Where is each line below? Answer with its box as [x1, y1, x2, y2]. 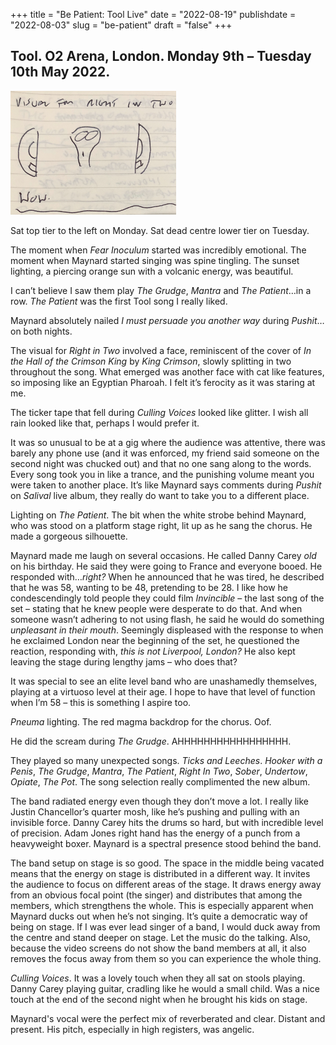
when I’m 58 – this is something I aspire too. [10, 696, 192, 708]
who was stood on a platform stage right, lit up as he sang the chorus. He [10, 519, 313, 531]
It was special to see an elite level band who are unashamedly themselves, [10, 675, 318, 687]
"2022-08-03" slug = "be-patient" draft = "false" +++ [10, 19, 233, 31]
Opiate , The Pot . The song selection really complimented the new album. [10, 775, 311, 788]
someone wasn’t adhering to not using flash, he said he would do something [10, 613, 325, 625]
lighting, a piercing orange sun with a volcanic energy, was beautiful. [10, 265, 294, 277]
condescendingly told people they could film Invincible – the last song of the [10, 592, 325, 604]
